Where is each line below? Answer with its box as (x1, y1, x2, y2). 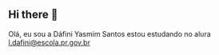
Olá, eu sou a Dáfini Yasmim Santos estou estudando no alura (8, 29, 212, 38)
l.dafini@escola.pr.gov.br (8, 37, 90, 47)
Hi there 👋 (8, 8, 58, 22)
